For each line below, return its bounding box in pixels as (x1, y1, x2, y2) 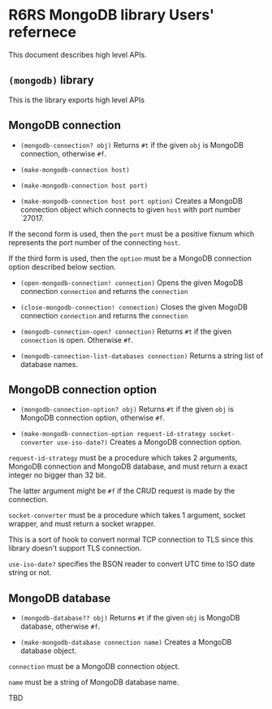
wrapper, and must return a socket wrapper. (8, 519, 156, 529)
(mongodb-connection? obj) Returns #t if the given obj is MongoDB (19, 140, 244, 149)
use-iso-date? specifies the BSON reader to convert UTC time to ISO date (8, 559, 256, 569)
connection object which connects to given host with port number (19, 205, 241, 214)
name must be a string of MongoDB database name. (8, 677, 179, 687)
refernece (8, 23, 77, 41)
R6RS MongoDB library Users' (8, 6, 215, 24)
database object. (19, 646, 77, 655)
